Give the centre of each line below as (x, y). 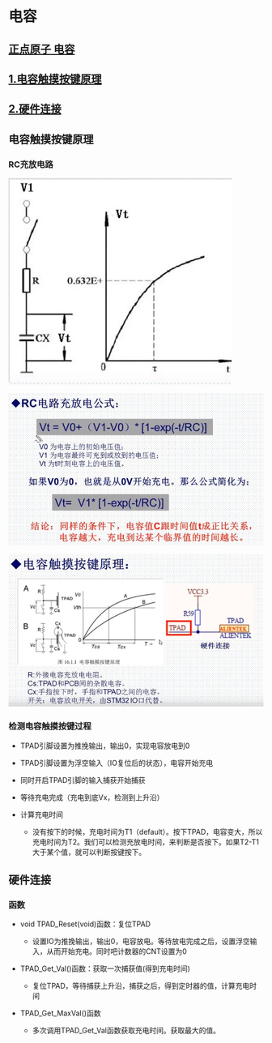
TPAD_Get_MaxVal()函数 (60, 1013)
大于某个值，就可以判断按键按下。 (89, 852)
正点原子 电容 (42, 49)
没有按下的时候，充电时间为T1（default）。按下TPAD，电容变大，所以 (147, 831)
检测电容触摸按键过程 (50, 726)
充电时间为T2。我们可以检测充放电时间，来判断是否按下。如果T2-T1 (145, 842)
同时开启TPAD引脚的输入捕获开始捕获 (83, 780)
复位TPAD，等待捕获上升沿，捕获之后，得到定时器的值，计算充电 (141, 986)
